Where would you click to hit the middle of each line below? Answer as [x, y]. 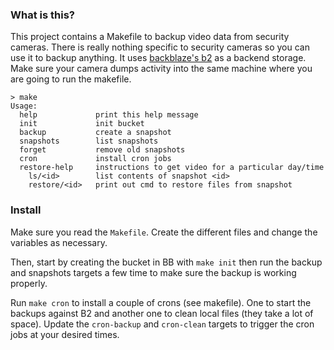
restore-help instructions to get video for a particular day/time [172, 168]
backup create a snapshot [95, 133]
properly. [29, 283]
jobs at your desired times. [65, 334]
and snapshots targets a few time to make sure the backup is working [153, 272]
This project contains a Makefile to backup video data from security [150, 37]
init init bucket [82, 124]
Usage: [24, 106]
